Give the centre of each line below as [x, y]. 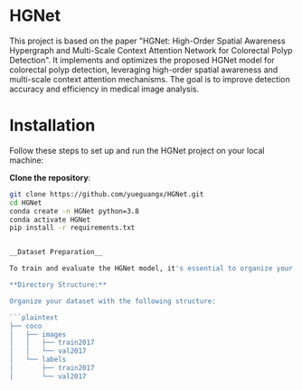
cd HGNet [26, 203]
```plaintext [34, 318]
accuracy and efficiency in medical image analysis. [104, 89]
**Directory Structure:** [58, 285]
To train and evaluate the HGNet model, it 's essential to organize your [151, 269]
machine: [27, 160]
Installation [52, 125]
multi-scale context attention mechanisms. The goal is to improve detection [150, 79]
